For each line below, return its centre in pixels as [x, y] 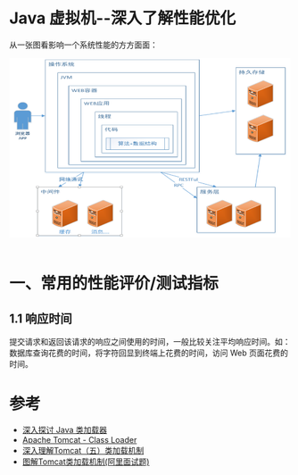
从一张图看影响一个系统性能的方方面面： [83, 45]
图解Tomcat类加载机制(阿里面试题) [86, 462]
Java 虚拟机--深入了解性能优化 [123, 18]
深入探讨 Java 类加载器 [64, 430]
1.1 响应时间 [41, 319]
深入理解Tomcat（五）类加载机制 [83, 451]
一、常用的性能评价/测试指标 [114, 283]
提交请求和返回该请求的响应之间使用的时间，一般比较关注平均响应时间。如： [150, 342]
